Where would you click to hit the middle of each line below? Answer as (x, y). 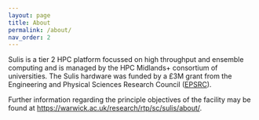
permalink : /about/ (40, 30)
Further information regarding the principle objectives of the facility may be (129, 100)
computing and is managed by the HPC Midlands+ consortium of (113, 68)
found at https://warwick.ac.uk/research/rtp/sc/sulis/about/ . (105, 108)
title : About (29, 23)
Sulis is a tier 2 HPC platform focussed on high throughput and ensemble (126, 60)
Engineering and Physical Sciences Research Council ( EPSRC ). (110, 85)
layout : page (29, 15)
